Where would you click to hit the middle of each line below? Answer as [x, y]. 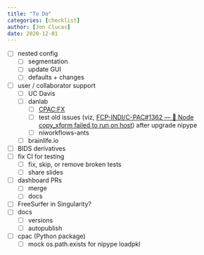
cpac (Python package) [51, 236]
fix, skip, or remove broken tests [75, 164]
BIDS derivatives [42, 148]
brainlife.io [43, 140]
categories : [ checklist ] [44, 20]
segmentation [48, 61]
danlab [38, 101]
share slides [45, 173]
